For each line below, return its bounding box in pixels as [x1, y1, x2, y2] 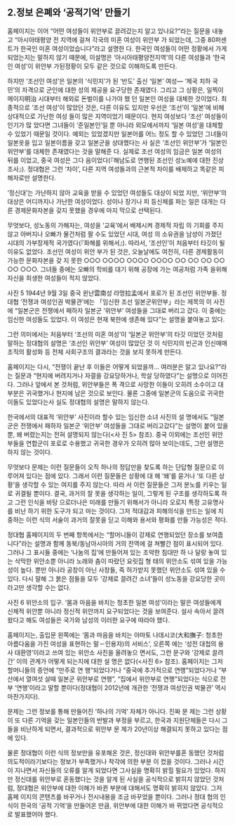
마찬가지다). [7, 692, 40, 701]
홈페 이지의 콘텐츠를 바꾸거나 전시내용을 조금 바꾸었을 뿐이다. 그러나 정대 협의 [7, 792, 219, 800]
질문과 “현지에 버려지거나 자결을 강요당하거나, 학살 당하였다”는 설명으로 [14, 371, 210, 380]
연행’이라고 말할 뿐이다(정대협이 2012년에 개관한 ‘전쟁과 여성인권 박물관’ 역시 [16, 683, 227, 691]
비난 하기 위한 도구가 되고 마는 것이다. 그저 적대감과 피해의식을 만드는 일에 [14, 506, 217, 515]
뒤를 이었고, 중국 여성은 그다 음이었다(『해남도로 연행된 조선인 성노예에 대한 [7, 155, 211, 164]
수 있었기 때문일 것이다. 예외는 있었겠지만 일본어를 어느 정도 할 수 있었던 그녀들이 [7, 129, 228, 138]
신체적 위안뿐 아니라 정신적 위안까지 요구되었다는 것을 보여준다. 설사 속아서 [7, 607, 212, 615]
